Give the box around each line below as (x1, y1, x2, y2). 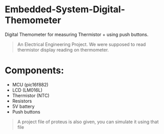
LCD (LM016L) (12, 87, 43, 93)
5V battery (12, 103, 35, 109)
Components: (5, 65, 64, 76)
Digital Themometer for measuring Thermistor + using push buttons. (5, 31, 149, 37)
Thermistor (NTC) (12, 92, 50, 98)
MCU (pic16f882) (12, 81, 49, 87)
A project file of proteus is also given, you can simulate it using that (17, 119, 159, 125)
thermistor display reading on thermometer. (17, 47, 109, 53)
